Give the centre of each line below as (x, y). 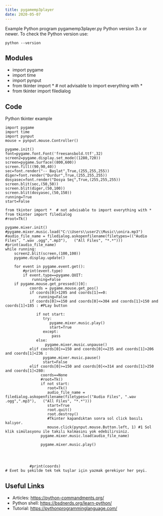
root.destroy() (63, 414)
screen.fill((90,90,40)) (31, 167)
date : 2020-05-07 (23, 14)
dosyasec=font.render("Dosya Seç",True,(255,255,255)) (63, 180)
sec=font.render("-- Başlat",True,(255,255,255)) (57, 171)
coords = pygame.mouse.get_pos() (64, 288)
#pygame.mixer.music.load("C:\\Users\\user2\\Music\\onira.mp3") (74, 232)
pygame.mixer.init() (27, 228)
